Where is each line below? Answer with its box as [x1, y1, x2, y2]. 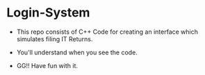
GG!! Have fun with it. [16, 61, 78, 69]
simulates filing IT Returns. [16, 34, 93, 43]
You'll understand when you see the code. [16, 48, 138, 56]
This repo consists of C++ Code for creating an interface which [16, 28, 199, 36]
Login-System [6, 5, 90, 21]
